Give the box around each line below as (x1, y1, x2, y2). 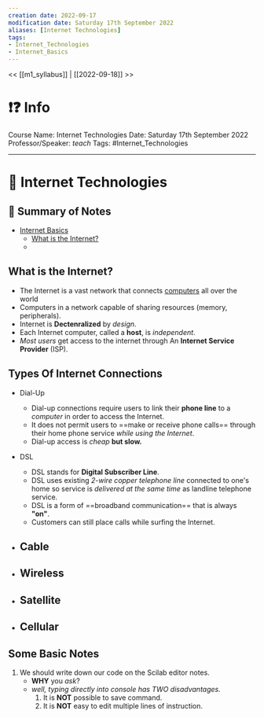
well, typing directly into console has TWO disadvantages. (31, 684, 222, 694)
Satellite (19, 593, 61, 606)
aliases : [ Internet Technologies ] (8, 26, 122, 34)
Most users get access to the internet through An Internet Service (19, 336, 235, 345)
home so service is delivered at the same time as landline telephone (31, 484, 251, 493)
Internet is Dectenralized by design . (19, 319, 137, 329)
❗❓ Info (8, 99, 51, 116)
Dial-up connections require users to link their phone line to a (31, 403, 231, 413)
